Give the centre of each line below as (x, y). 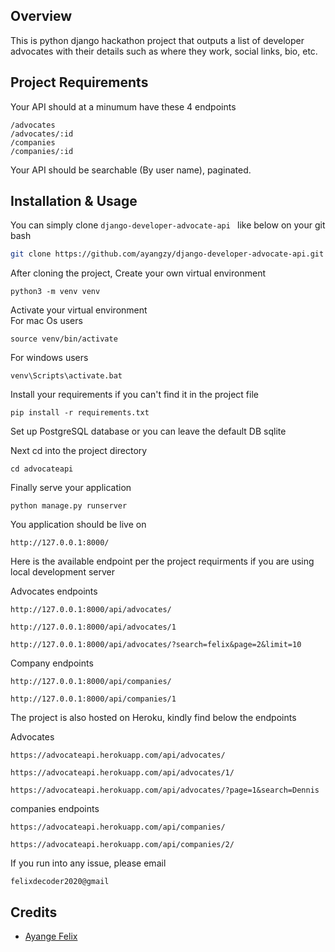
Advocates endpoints (54, 591)
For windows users (49, 358)
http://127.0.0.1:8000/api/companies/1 (93, 699)
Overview (41, 16)
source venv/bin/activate (64, 339)
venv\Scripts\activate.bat (66, 376)
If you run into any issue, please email (88, 863)
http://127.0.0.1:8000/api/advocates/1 (93, 627)
